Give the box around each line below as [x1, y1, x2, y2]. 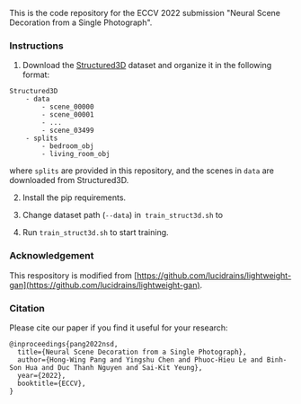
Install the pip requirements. [22, 192, 127, 203]
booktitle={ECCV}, [17, 379, 87, 388]
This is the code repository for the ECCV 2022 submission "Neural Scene [9, 8, 281, 18]
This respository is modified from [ [9, 269, 137, 281]
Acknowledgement [9, 250, 94, 262]
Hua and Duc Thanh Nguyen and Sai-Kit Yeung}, [25, 363, 203, 372]
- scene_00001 [41, 110, 94, 119]
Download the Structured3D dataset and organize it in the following [22, 60, 272, 71]
